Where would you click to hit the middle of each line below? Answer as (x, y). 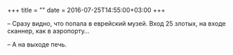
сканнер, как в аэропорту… (48, 31)
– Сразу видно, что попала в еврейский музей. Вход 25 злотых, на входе (116, 23)
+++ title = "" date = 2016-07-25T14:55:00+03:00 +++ (86, 10)
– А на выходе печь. (37, 44)
